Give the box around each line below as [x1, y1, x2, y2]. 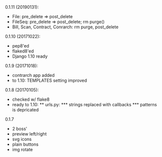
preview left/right [12, 131, 47, 136]
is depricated [12, 107, 39, 112]
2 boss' [12, 126, 28, 132]
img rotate [12, 147, 33, 152]
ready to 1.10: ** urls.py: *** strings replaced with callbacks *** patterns [12, 102, 157, 107]
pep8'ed [12, 43, 29, 48]
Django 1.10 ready [12, 53, 48, 59]
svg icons [12, 136, 32, 142]
